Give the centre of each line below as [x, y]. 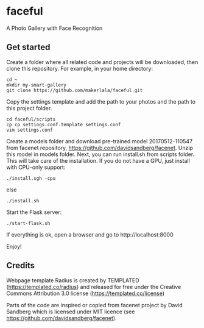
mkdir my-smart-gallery [37, 85]
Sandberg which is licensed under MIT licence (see [71, 312]
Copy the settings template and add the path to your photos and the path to [101, 101]
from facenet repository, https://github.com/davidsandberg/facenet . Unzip [100, 148]
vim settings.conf [30, 130]
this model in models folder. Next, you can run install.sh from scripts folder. [100, 154]
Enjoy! [14, 246]
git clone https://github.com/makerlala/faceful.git [75, 90]
